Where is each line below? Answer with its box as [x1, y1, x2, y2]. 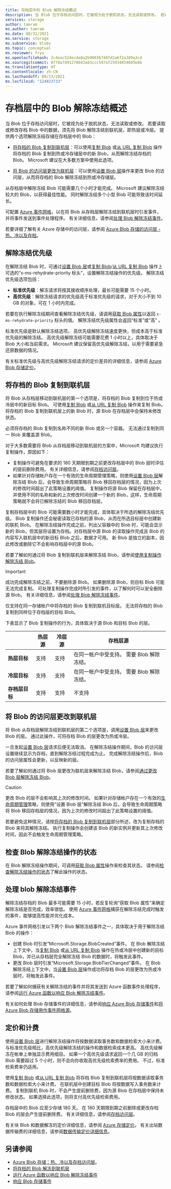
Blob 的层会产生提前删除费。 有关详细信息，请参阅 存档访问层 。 [5, 1111, 138, 1117]
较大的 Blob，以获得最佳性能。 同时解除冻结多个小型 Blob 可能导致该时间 [5, 191, 159, 197]
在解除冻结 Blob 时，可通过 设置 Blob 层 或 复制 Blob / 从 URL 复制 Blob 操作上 [5, 263, 163, 269]
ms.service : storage [5, 36, 49, 41]
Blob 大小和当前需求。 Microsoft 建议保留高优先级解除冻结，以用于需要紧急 [5, 341, 163, 347]
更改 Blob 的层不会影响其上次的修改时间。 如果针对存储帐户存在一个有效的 [5, 795, 161, 801]
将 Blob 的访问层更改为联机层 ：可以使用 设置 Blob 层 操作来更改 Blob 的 [12, 167, 160, 174]
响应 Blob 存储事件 [12, 1178, 52, 1184]
